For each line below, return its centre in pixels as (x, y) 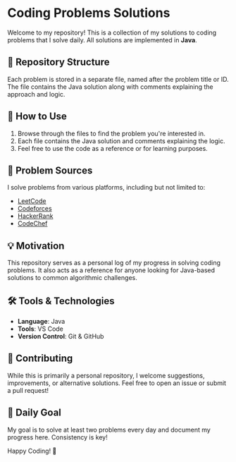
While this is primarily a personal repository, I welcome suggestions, (106, 375)
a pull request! (28, 390)
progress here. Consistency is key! (57, 437)
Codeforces (35, 209)
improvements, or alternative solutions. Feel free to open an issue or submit (117, 383)
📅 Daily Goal (35, 413)
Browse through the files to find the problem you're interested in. (111, 133)
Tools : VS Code (40, 329)
